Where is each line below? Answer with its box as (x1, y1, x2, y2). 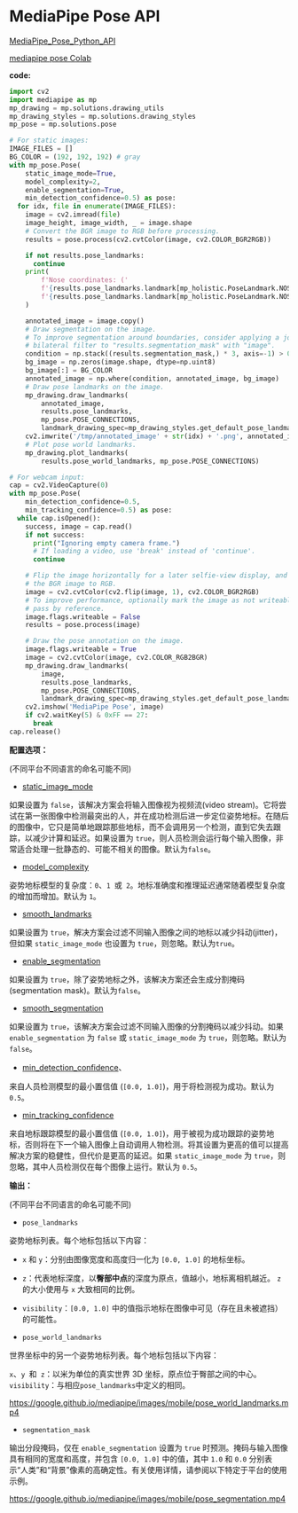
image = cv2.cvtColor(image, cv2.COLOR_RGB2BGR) (25, 654, 208, 662)
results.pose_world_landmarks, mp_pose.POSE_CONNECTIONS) (41, 457, 260, 466)
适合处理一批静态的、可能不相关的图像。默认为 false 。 (16, 843, 216, 854)
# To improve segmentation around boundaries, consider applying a (25, 333, 279, 342)
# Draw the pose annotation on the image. (25, 637, 184, 646)
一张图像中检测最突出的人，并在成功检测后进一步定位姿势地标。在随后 (32, 810, 289, 821)
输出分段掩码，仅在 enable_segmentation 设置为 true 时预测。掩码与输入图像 (9, 1442, 288, 1453)
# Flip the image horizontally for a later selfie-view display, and (25, 571, 288, 580)
